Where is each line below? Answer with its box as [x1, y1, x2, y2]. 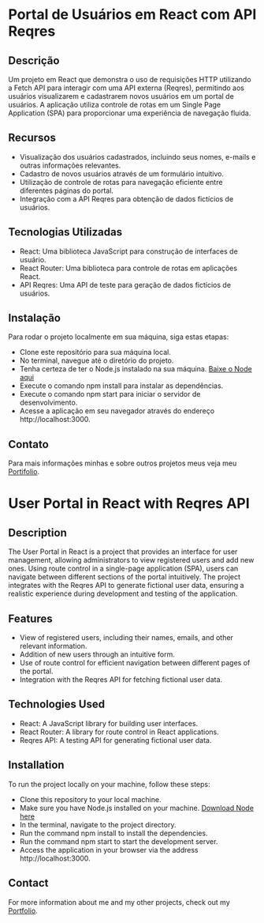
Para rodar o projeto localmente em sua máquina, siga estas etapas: [8, 332, 229, 341]
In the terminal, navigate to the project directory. [19, 819, 177, 829]
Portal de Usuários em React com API [8, 6, 257, 24]
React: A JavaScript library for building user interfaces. [19, 718, 199, 728]
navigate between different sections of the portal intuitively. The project [8, 572, 241, 582]
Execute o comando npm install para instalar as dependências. [19, 381, 224, 390]
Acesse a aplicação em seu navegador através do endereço [19, 406, 215, 416]
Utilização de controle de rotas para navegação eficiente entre [19, 177, 223, 186]
